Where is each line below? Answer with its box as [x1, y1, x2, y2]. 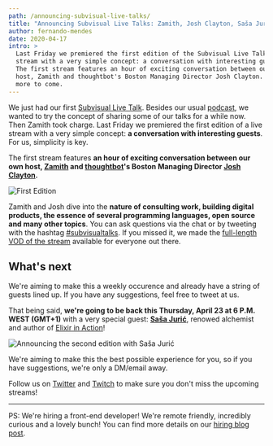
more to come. [15, 80, 63, 88]
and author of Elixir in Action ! [8, 323, 106, 333]
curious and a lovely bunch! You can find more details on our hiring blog [8, 420, 249, 430]
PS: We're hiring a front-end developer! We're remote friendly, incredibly [8, 411, 252, 421]
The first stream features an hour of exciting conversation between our [8, 152, 251, 163]
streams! [8, 387, 38, 397]
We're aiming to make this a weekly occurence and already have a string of [8, 282, 260, 291]
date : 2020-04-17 [8, 34, 67, 43]
